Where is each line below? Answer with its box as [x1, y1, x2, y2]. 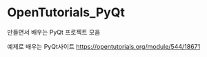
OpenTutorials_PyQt [7, 5, 126, 20]
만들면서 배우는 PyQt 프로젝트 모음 [7, 28, 101, 36]
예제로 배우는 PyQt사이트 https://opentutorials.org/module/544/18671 [7, 42, 201, 50]
